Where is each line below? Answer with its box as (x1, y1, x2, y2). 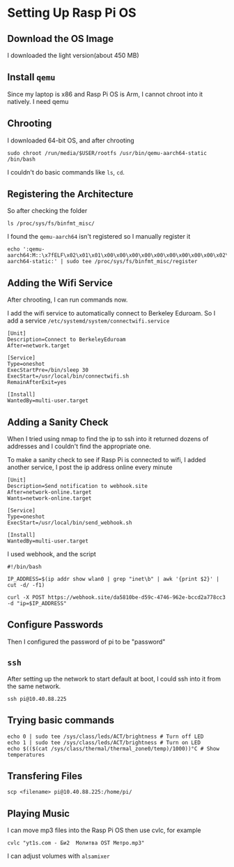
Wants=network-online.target (7, 495, 92, 502)
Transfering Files (7, 770, 83, 782)
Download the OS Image (7, 33, 114, 45)
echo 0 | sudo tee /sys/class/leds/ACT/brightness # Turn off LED (7, 733, 204, 740)
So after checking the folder (7, 207, 88, 215)
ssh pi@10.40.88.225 (7, 695, 68, 702)
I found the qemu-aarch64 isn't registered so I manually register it (7, 232, 191, 241)
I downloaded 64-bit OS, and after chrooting (7, 136, 134, 144)
